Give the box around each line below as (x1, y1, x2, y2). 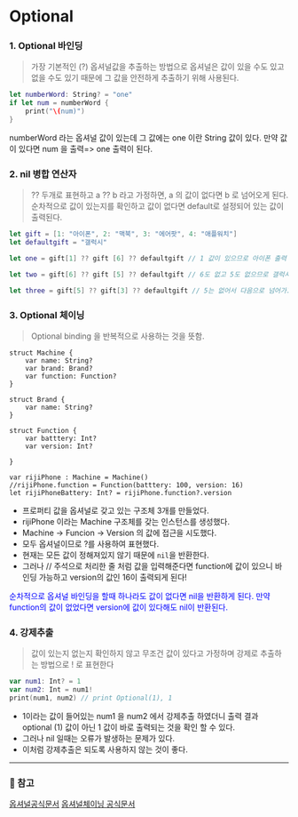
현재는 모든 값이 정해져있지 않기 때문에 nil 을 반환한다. (21, 549, 210, 560)
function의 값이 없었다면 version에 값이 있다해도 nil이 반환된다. (9, 602, 229, 613)
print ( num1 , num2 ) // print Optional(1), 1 (9, 693, 173, 702)
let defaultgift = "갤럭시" (9, 238, 108, 247)
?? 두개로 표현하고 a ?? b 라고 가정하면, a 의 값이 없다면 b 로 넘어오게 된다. (30, 189, 289, 201)
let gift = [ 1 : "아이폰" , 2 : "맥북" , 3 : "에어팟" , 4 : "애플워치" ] (9, 229, 238, 239)
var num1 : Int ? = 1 (9, 677, 82, 686)
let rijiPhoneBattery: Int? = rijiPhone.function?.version (9, 488, 232, 497)
